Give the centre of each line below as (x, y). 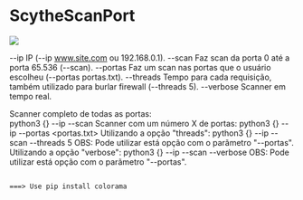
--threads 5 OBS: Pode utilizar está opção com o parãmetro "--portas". (161, 142)
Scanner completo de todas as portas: (80, 113)
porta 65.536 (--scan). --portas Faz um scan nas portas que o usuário (140, 67)
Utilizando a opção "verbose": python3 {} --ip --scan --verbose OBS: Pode (149, 152)
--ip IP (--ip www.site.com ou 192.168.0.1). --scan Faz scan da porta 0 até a (150, 57)
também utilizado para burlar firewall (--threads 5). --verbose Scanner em (148, 86)
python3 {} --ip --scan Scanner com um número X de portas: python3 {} (144, 123)
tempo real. (31, 96)
